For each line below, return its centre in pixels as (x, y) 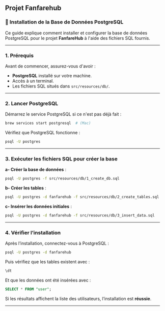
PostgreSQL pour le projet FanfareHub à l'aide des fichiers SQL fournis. (78, 38)
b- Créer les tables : (26, 188)
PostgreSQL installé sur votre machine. (52, 75)
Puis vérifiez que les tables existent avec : (47, 262)
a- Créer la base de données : (36, 170)
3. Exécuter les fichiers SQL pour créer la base (61, 158)
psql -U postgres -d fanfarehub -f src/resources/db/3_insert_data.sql (80, 216)
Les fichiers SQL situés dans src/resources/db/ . (61, 86)
